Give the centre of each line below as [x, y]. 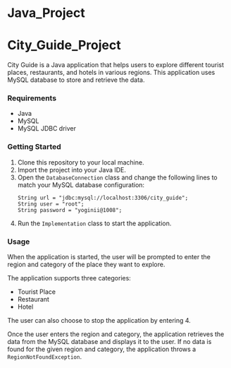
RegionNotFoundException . [45, 357]
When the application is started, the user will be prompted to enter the [109, 257]
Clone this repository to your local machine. [81, 162]
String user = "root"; [51, 204]
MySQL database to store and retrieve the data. [76, 80]
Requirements [32, 98]
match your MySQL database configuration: [81, 184]
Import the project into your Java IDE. [72, 170]
